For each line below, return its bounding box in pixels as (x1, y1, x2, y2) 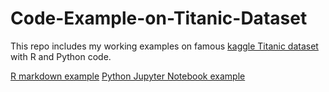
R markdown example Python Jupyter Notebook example (10, 70, 246, 82)
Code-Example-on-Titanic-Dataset (10, 7, 308, 30)
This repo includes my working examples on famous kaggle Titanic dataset (10, 40, 319, 52)
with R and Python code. (10, 50, 112, 62)
